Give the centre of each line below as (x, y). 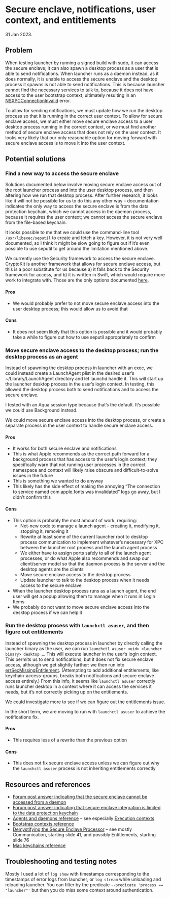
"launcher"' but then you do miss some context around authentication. (79, 890)
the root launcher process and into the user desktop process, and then (79, 190)
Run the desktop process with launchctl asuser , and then (77, 626)
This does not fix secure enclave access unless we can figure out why (86, 763)
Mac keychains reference (39, 845)
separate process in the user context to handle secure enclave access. (79, 426)
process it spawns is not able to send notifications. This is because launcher (85, 84)
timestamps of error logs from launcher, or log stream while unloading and (83, 879)
